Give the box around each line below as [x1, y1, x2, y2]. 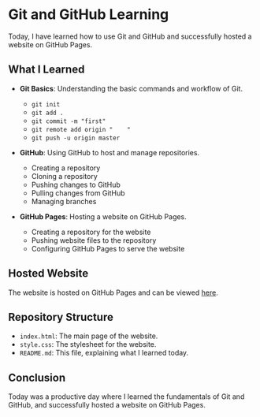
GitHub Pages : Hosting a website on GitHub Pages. [19, 211, 187, 222]
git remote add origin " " [31, 125, 132, 133]
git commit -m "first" [31, 117, 106, 125]
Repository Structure [8, 310, 114, 324]
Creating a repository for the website [31, 227, 151, 236]
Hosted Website [8, 266, 89, 281]
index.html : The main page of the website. [19, 331, 158, 341]
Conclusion [8, 370, 66, 384]
